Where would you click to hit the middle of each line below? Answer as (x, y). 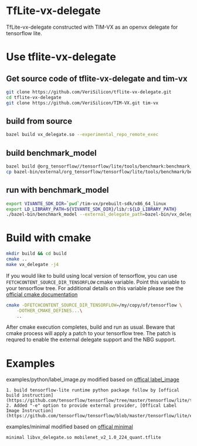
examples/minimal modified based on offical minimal (69, 427)
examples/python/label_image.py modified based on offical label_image (93, 380)
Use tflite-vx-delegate (61, 57)
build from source (39, 121)
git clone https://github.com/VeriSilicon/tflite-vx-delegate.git (89, 92)
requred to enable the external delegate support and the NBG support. (91, 340)
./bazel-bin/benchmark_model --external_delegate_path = (76, 215)
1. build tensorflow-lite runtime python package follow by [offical (93, 390)
